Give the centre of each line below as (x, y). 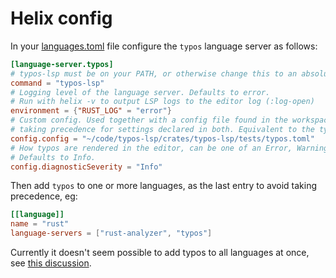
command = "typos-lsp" (57, 83)
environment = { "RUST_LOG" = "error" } (91, 111)
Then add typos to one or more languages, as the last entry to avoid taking (164, 186)
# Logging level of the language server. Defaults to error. (140, 92)
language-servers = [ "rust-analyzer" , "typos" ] (111, 233)
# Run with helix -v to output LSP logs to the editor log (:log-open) (162, 102)
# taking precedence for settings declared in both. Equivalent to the (162, 130)
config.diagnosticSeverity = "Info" (86, 167)
